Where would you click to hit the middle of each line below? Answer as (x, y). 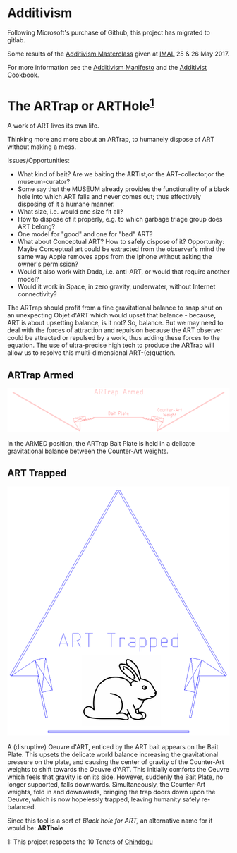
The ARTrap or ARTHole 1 (81, 105)
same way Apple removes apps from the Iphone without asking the (115, 257)
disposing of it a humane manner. (66, 204)
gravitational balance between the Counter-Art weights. (88, 451)
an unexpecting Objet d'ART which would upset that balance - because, (112, 315)
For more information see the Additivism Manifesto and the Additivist (107, 67)
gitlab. (17, 40)
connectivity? (37, 294)
